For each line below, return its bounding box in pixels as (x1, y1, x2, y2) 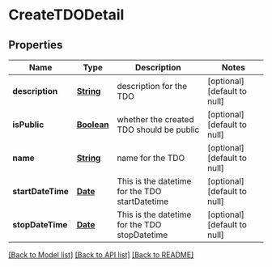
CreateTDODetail (8, 6, 125, 24)
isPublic (12, 119, 45, 130)
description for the (117, 81, 188, 91)
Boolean (76, 119, 109, 130)
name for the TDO (117, 152, 185, 163)
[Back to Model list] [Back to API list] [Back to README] (8, 250, 194, 260)
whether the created (117, 114, 194, 125)
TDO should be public (117, 124, 200, 135)
